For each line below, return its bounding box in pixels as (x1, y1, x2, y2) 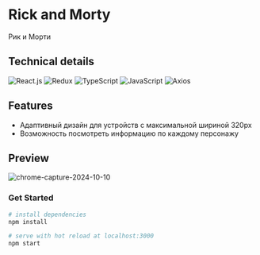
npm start (8, 240, 41, 248)
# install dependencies (8, 211, 87, 218)
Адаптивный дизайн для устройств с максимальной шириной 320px (19, 120, 252, 129)
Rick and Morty (8, 6, 111, 24)
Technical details (8, 55, 95, 68)
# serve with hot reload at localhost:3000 (8, 232, 155, 240)
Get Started (8, 192, 54, 203)
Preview (8, 151, 50, 164)
